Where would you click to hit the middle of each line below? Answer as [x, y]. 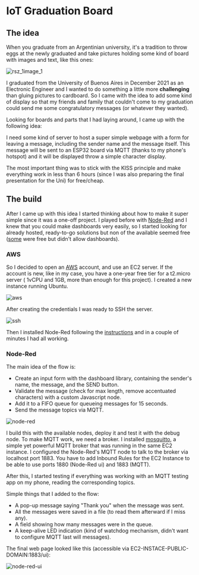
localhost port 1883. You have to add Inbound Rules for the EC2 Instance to [98, 458]
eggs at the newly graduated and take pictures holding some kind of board [97, 54]
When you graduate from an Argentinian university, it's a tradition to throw [97, 47]
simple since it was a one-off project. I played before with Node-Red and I [97, 220]
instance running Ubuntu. [37, 286]
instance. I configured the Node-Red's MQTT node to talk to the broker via [97, 452]
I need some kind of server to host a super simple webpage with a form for [98, 137]
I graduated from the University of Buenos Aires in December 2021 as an [95, 83]
